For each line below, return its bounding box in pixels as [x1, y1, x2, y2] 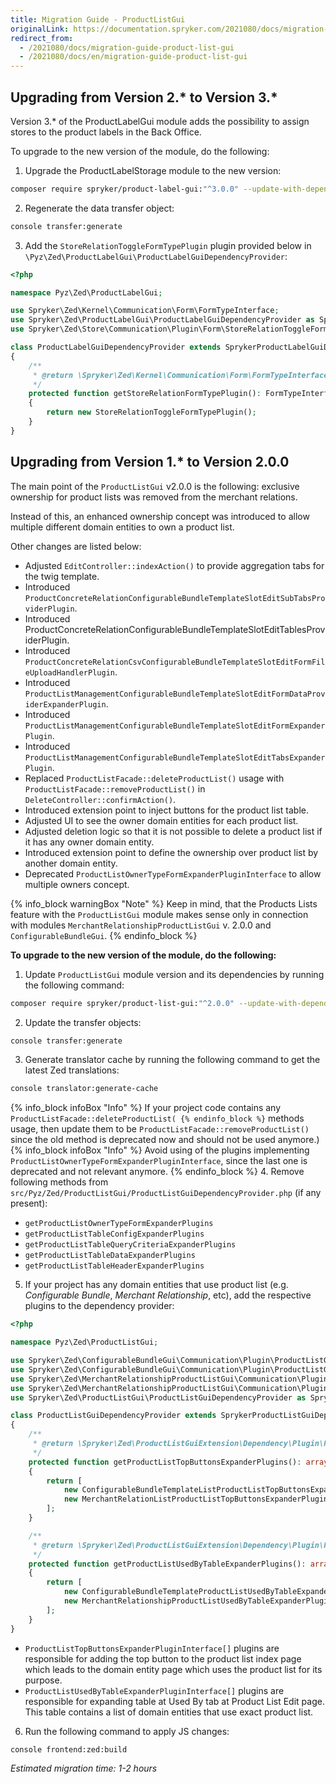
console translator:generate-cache [10, 1084, 159, 1094]
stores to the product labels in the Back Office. [10, 126, 202, 138]
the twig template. [24, 570, 100, 582]
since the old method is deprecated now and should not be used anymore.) [10, 1134, 320, 1146]
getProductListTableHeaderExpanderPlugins [24, 1261, 205, 1271]
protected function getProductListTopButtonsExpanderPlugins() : [28, 1457, 302, 1467]
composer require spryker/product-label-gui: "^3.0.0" [10, 184, 240, 194]
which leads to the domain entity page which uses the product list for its [24, 1663, 323, 1675]
